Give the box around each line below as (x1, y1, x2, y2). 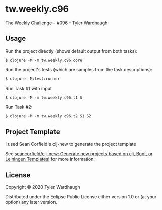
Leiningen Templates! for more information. (5, 156, 95, 162)
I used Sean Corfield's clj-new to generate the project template (5, 141, 136, 147)
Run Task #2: (5, 104, 33, 110)
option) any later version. (5, 199, 57, 205)
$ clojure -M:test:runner (5, 76, 60, 81)
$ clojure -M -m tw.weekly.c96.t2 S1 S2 (5, 113, 92, 119)
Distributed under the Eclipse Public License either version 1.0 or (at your (5, 194, 157, 200)
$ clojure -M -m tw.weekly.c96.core (5, 58, 82, 63)
